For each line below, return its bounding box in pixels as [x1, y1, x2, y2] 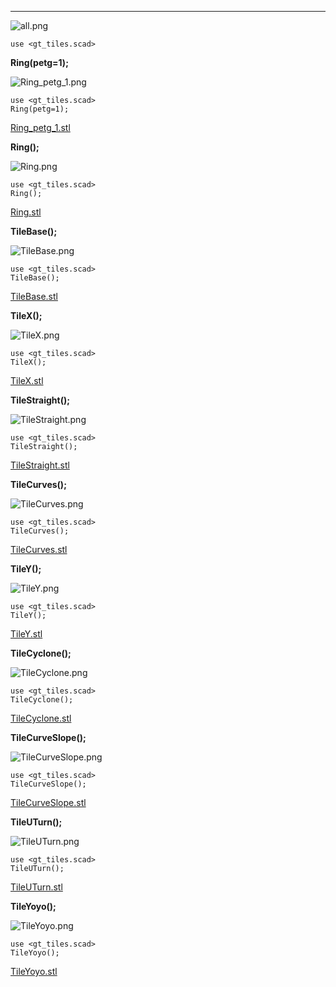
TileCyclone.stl [10, 712, 72, 724]
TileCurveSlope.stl [10, 797, 87, 808]
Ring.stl [10, 206, 42, 218]
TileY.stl [10, 628, 43, 640]
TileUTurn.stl [10, 881, 63, 893]
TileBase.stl [10, 291, 58, 302]
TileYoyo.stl [10, 966, 58, 977]
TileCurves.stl [10, 544, 68, 555]
